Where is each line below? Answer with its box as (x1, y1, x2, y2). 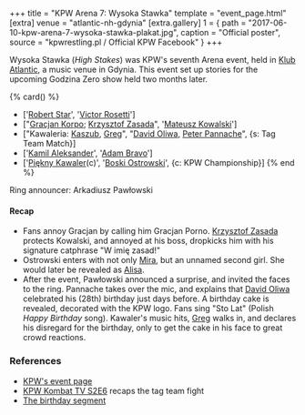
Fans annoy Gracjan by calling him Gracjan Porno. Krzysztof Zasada (22, 226, 279, 237)
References (9, 355, 62, 368)
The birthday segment (22, 395, 107, 406)
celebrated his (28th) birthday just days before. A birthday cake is (22, 293, 270, 304)
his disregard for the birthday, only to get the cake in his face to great (22, 322, 283, 333)
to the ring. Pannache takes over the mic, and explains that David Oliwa (22, 284, 290, 295)
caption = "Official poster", (180, 27, 280, 37)
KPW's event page (22, 375, 93, 386)
